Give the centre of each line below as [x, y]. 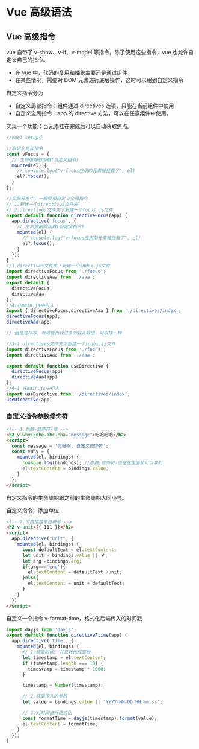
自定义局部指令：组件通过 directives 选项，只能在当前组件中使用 [94, 106]
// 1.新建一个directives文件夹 [42, 204]
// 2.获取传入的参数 [44, 696]
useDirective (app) [29, 400]
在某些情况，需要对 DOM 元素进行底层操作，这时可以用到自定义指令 [99, 80]
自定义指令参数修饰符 [37, 416]
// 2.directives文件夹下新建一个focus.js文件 [60, 210]
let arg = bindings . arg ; [52, 561]
